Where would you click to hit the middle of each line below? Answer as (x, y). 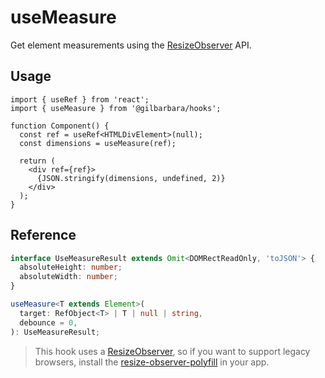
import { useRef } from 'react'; (80, 99)
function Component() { (60, 126)
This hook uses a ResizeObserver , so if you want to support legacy (172, 351)
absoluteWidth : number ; (68, 277)
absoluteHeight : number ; (71, 267)
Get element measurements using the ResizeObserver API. (131, 45)
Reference (43, 235)
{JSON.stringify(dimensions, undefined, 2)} (131, 178)
